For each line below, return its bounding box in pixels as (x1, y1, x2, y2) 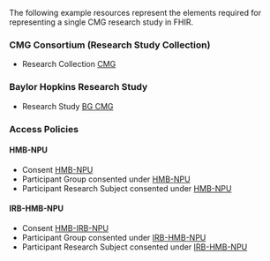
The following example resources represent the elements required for (9, 8, 262, 18)
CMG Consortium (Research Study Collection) (9, 39, 211, 51)
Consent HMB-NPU (21, 164, 94, 175)
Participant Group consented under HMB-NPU (21, 174, 191, 184)
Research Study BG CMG (21, 101, 114, 111)
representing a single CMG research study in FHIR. (9, 17, 194, 27)
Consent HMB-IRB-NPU (21, 222, 109, 233)
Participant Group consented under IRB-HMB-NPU (21, 232, 206, 242)
